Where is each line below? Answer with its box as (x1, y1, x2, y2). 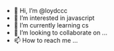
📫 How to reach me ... (13, 37, 78, 44)
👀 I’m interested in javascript (13, 14, 95, 22)
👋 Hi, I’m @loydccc (13, 7, 68, 14)
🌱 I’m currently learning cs (13, 21, 89, 29)
